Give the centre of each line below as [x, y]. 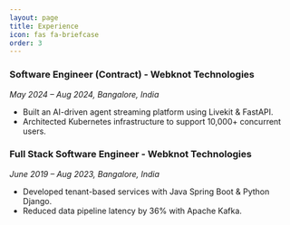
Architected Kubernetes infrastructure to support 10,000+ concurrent [152, 121]
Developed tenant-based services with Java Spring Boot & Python [146, 192]
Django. [37, 201]
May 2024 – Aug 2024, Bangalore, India [84, 94]
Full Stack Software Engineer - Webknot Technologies [130, 155]
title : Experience [44, 26]
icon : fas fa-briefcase [54, 34]
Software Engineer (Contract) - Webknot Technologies [132, 75]
